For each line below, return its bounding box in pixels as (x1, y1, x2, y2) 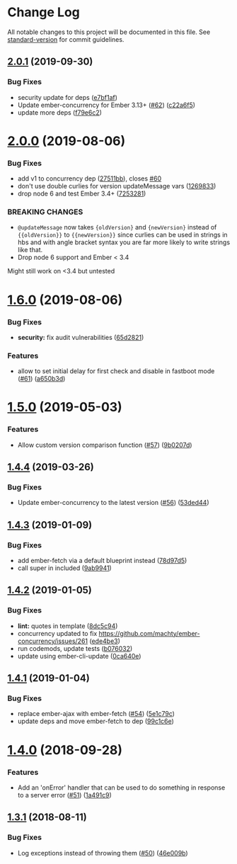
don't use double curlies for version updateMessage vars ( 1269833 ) (17, 182, 216, 191)
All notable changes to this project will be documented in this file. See (7, 28, 211, 36)
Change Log (7, 4, 80, 21)
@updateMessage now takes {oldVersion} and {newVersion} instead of (17, 223, 217, 232)
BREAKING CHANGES (7, 207, 83, 217)
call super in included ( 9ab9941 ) (17, 564, 112, 572)
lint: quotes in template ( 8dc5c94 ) (17, 621, 118, 630)
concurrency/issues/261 (17, 637, 88, 645)
